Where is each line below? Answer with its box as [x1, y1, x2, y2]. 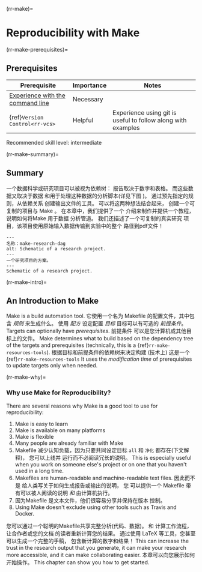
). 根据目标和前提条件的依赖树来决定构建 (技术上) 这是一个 [46, 349, 191, 356]
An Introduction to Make [6, 295, 99, 306]
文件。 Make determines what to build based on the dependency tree [22, 335, 194, 342]
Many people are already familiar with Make [14, 439, 124, 447]
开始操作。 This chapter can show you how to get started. [6, 558, 150, 566]
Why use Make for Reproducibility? [6, 388, 111, 397]
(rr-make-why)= [6, 373, 46, 381]
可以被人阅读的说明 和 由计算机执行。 [20, 489, 113, 496]
